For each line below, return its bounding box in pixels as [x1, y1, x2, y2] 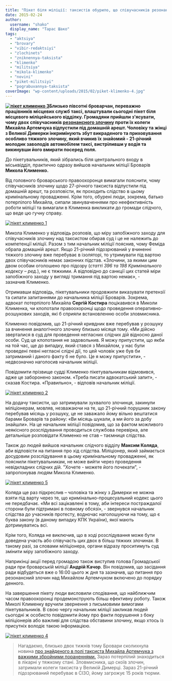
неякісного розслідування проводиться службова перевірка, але [5, 426, 148, 433]
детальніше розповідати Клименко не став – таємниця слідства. [5, 432, 146, 438]
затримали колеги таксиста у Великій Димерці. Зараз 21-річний [17, 664, 158, 670]
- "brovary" [10, 41, 36, 46]
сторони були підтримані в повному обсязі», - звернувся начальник [5, 505, 155, 512]
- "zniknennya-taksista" [10, 55, 63, 61]
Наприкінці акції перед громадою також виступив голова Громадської [5, 558, 160, 565]
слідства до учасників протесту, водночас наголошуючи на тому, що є [5, 511, 160, 517]
